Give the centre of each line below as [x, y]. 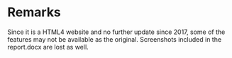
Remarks [34, 12]
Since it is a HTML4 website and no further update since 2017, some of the [116, 32]
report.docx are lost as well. [48, 47]
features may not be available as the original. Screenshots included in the [115, 39]
